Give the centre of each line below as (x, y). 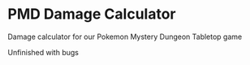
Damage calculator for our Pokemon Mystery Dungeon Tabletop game (125, 37)
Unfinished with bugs (43, 52)
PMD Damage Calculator (92, 14)
